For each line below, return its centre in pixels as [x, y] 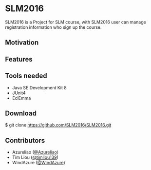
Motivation [22, 43]
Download [21, 113]
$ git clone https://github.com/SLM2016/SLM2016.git [58, 125]
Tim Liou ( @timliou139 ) [35, 157]
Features [19, 59]
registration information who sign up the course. [53, 27]
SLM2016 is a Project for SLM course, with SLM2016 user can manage [75, 22]
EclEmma [21, 98]
